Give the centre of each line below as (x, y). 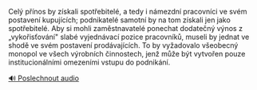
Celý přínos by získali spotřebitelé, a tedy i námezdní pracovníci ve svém (128, 12)
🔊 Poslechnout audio (44, 78)
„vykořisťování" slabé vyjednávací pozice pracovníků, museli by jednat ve (129, 37)
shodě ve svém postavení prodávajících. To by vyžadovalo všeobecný (123, 45)
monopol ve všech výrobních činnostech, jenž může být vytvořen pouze (127, 54)
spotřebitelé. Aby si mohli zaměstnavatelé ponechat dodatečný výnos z (126, 28)
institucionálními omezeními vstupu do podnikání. (89, 62)
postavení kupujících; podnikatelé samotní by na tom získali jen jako (120, 20)
